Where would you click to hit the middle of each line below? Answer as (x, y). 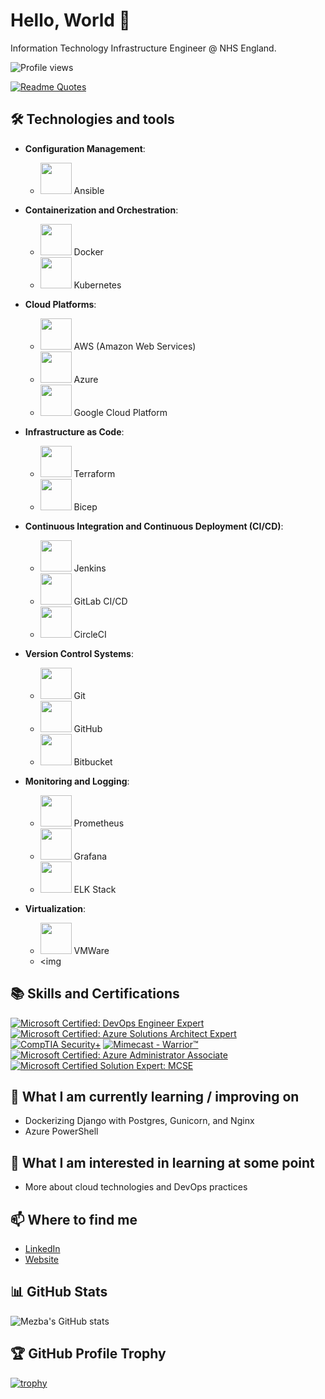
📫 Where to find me (74, 1219)
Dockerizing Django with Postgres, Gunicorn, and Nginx (139, 1121)
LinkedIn (42, 1248)
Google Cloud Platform (120, 412)
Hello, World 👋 (70, 20)
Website (42, 1259)
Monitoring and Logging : (77, 781)
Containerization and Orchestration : (101, 210)
